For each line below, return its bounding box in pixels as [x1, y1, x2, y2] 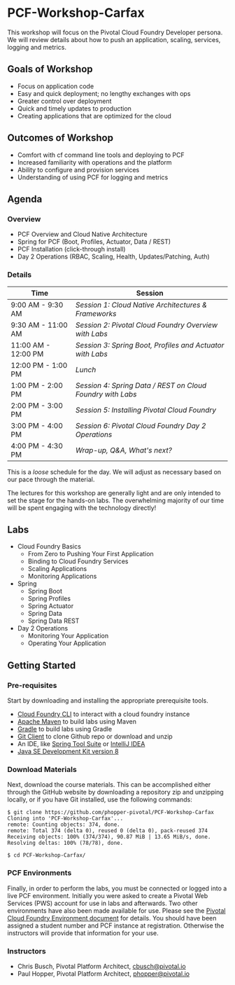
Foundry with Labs [76, 389, 137, 399]
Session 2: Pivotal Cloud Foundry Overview [76, 320, 218, 330]
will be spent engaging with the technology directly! [7, 503, 157, 512]
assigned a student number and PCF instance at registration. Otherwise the [7, 921, 225, 930]
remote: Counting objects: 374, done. [7, 821, 120, 828]
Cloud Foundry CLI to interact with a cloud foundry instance [17, 710, 190, 719]
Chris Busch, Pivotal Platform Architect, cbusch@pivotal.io [17, 962, 187, 970]
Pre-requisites [7, 680, 57, 690]
